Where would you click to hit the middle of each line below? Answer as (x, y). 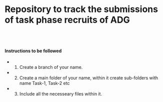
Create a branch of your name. (51, 67)
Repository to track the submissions (81, 9)
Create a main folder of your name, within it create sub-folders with (89, 78)
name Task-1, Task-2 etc (44, 83)
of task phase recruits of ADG (67, 20)
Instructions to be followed (33, 51)
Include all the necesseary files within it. (61, 94)
